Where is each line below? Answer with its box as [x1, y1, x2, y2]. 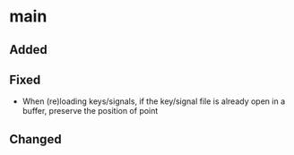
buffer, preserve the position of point [22, 106, 159, 116]
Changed [9, 132, 62, 147]
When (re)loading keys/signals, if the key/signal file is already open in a [22, 96, 285, 107]
